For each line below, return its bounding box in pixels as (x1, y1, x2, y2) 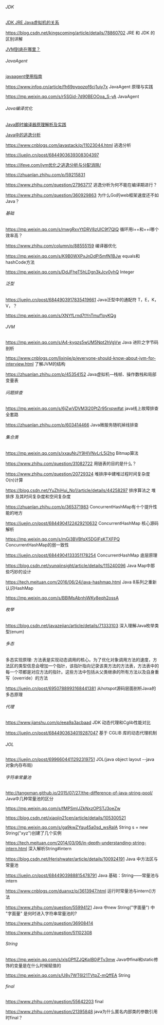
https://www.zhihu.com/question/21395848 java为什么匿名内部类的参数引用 (5, 1009, 158, 1015)
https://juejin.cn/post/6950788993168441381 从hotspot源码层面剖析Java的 (5, 685, 156, 692)
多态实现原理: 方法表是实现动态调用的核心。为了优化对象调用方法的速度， (5, 657, 153, 663)
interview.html (5, 361, 34, 367)
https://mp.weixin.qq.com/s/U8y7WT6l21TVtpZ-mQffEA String (5, 972, 130, 978)
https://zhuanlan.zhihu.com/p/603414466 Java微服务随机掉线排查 (5, 422, 139, 428)
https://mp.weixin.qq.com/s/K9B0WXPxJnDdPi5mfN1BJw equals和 (5, 253, 140, 259)
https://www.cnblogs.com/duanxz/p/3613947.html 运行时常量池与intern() (5, 888, 152, 894)
